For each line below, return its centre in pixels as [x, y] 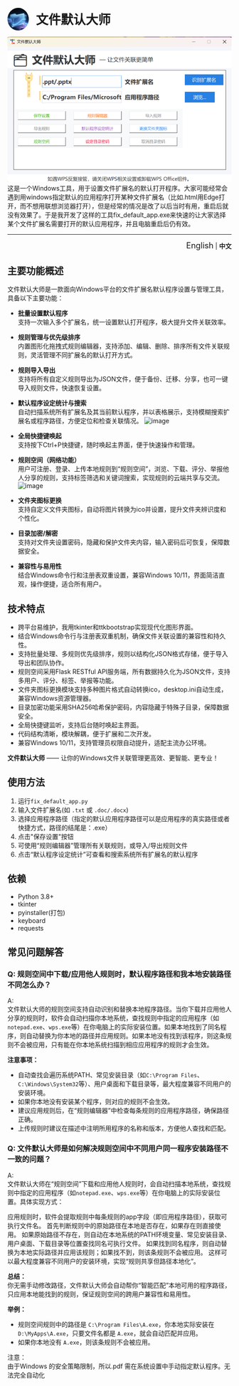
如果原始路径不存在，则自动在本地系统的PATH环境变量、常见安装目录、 [126, 1234]
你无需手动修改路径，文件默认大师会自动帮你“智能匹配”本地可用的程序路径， [119, 1285]
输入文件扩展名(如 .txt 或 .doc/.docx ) [73, 810]
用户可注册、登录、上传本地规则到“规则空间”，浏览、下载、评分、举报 [120, 469]
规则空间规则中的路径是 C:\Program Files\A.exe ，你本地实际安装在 [116, 1324]
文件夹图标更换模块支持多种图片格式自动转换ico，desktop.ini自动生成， [122, 689]
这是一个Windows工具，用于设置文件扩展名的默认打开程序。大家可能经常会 [118, 189]
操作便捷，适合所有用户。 [68, 584]
